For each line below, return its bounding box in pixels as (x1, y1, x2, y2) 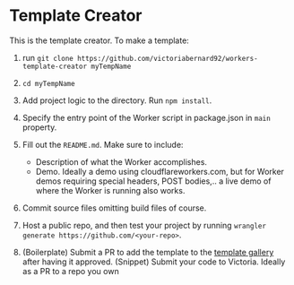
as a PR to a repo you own (22, 265, 119, 276)
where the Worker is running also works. (35, 185, 186, 195)
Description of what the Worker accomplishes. (35, 156, 208, 167)
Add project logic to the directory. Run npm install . (22, 95, 212, 106)
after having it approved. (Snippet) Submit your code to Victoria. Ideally (22, 256, 286, 267)
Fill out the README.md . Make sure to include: (22, 139, 184, 150)
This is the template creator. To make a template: (9, 35, 190, 46)
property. (22, 122, 57, 133)
